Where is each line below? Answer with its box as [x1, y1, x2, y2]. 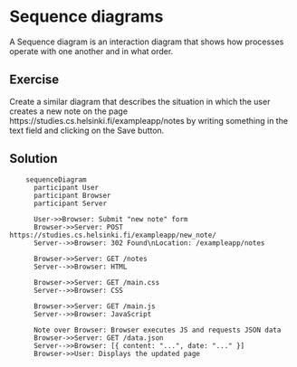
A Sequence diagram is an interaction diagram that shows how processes [9, 36, 284, 47]
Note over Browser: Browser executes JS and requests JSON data [33, 325, 282, 334]
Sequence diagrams [9, 6, 164, 27]
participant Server [33, 199, 107, 208]
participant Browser [33, 191, 111, 200]
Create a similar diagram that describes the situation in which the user [9, 96, 271, 107]
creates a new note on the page [9, 106, 129, 117]
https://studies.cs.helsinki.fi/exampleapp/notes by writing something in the [9, 115, 288, 126]
